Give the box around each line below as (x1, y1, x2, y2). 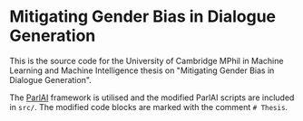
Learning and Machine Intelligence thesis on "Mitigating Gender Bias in (9, 65, 275, 76)
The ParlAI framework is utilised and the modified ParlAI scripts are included (9, 92, 295, 103)
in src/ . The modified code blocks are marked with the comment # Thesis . (9, 101, 288, 112)
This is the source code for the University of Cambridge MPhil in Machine (9, 55, 284, 66)
